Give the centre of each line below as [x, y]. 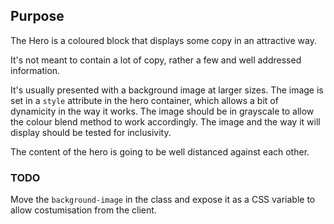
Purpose [37, 16]
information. [35, 70]
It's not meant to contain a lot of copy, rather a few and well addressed [156, 60]
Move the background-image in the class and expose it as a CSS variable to [163, 200]
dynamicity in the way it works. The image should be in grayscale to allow [162, 111]
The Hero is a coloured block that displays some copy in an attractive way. [163, 40]
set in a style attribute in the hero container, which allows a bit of [144, 100]
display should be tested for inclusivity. [91, 132]
